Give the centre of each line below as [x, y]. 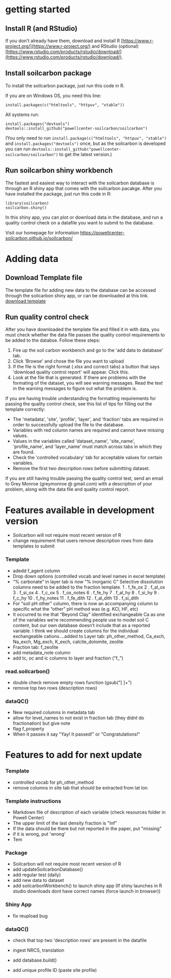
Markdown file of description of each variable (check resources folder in [89, 812]
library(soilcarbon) [27, 203]
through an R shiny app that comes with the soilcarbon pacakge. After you [84, 188]
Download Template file [44, 278]
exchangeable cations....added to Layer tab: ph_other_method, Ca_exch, [89, 636]
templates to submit [34, 546]
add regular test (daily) [37, 875]
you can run [18, 149]
